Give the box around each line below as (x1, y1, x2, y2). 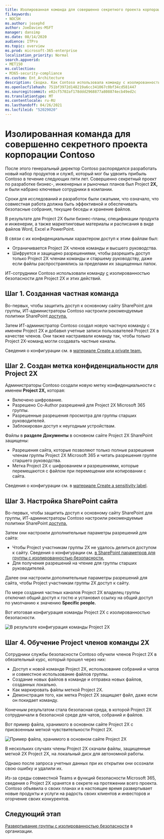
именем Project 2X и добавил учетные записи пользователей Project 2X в (5, 328, 159, 334)
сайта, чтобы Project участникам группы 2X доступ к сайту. (5, 580, 130, 586)
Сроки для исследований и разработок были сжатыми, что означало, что (5, 195, 159, 201)
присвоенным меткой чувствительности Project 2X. (5, 727, 113, 733)
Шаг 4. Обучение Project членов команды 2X (5, 638, 150, 647)
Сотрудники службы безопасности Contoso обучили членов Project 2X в (5, 651, 157, 657)
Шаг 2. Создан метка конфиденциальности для (5, 362, 159, 370)
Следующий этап (5, 810, 61, 818)
